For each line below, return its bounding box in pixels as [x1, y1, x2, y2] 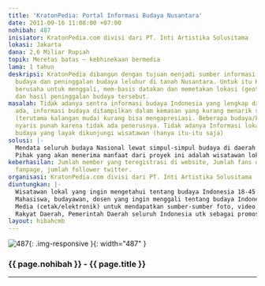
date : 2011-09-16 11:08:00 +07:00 [8, 19, 122, 27]
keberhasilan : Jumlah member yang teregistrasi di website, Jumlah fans [8, 159, 252, 167]
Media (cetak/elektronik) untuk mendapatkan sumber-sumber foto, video [15, 202, 256, 210]
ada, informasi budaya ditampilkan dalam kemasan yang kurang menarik [15, 107, 252, 115]
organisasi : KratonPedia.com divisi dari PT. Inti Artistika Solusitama [8, 173, 252, 182]
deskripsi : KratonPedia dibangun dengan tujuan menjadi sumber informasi [8, 70, 256, 78]
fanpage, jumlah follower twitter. [15, 166, 132, 174]
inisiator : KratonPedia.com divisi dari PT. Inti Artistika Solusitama [8, 33, 248, 42]
